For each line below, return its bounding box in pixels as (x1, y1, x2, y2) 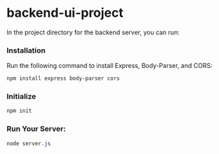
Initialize (6, 92, 36, 101)
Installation (6, 45, 46, 55)
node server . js (6, 140, 51, 147)
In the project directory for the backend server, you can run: (6, 28, 180, 36)
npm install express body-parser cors (6, 75, 120, 82)
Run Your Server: (6, 124, 66, 134)
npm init (6, 107, 32, 115)
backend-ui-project (6, 5, 124, 21)
